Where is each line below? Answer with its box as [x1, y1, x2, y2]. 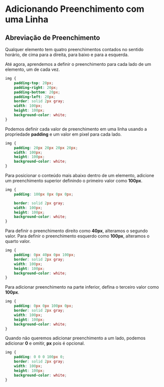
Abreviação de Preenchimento [5, 33, 100, 42]
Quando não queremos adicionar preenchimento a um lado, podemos [5, 335, 146, 341]
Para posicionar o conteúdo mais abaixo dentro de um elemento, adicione [5, 173, 155, 178]
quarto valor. [5, 238, 31, 244]
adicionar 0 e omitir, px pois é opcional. [5, 340, 85, 346]
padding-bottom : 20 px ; [14, 89, 60, 94]
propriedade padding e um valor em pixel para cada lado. [5, 131, 122, 137]
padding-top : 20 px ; [14, 80, 54, 86]
